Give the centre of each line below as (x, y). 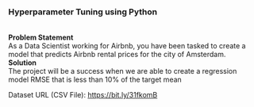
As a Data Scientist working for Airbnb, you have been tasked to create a (127, 46)
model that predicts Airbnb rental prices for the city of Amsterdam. (117, 55)
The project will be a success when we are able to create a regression (123, 71)
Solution (23, 63)
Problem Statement (41, 37)
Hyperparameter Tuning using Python (83, 12)
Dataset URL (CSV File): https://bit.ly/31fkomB (83, 95)
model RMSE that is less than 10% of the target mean (95, 80)
